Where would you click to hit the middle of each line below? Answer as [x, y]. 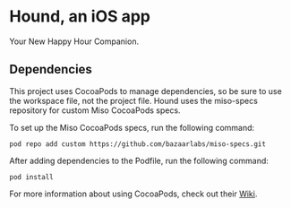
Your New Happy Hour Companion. [74, 41]
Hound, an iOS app [80, 17]
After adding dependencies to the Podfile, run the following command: [139, 160]
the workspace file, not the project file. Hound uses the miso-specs [133, 100]
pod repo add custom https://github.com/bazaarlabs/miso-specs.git [138, 144]
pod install [31, 177]
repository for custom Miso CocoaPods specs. [95, 110]
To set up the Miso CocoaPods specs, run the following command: [132, 127]
